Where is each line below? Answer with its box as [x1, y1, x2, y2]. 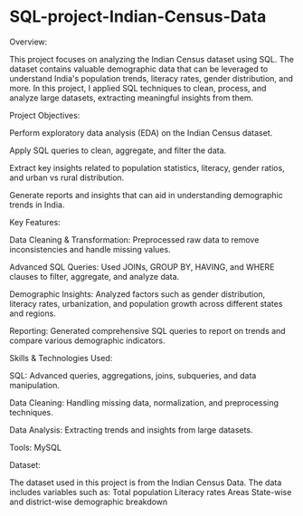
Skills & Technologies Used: [9, 352, 113, 363]
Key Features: [9, 216, 61, 227]
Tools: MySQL [9, 442, 62, 453]
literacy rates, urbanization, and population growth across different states [9, 298, 283, 309]
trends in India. [9, 199, 65, 210]
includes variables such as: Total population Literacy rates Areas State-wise [9, 486, 292, 497]
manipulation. [9, 379, 61, 390]
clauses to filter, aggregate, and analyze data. [9, 271, 180, 282]
